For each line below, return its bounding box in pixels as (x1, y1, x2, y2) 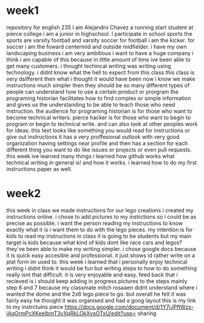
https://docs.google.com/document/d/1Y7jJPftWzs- (64, 303, 194, 310)
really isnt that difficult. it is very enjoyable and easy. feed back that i (6, 271, 178, 278)
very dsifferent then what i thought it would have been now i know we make (6, 75, 195, 82)
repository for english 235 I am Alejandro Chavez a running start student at (6, 24, 194, 31)
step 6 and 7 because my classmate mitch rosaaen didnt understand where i (6, 284, 197, 291)
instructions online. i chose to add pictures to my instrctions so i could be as (6, 213, 197, 220)
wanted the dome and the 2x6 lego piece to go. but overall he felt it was (6, 290, 186, 298)
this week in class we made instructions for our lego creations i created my (6, 207, 194, 214)
